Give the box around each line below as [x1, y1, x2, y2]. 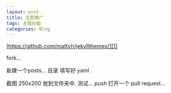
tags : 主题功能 [6, 20, 41, 26]
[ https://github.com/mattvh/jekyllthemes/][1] [6, 43, 117, 50]
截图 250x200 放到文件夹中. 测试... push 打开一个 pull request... [6, 80, 166, 87]
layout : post [6, 9, 40, 15]
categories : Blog [6, 26, 51, 32]
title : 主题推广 [6, 15, 44, 21]
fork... [6, 54, 21, 61]
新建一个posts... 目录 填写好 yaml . [6, 67, 92, 74]
